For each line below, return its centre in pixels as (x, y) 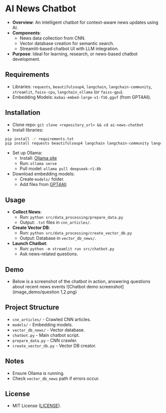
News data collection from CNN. (52, 38)
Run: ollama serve (38, 163)
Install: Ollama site (38, 158)
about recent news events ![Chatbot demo (55, 286)
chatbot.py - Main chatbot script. (46, 335)
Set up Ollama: (27, 153)
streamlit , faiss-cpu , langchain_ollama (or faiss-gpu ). (68, 92)
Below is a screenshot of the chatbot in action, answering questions (81, 281)
